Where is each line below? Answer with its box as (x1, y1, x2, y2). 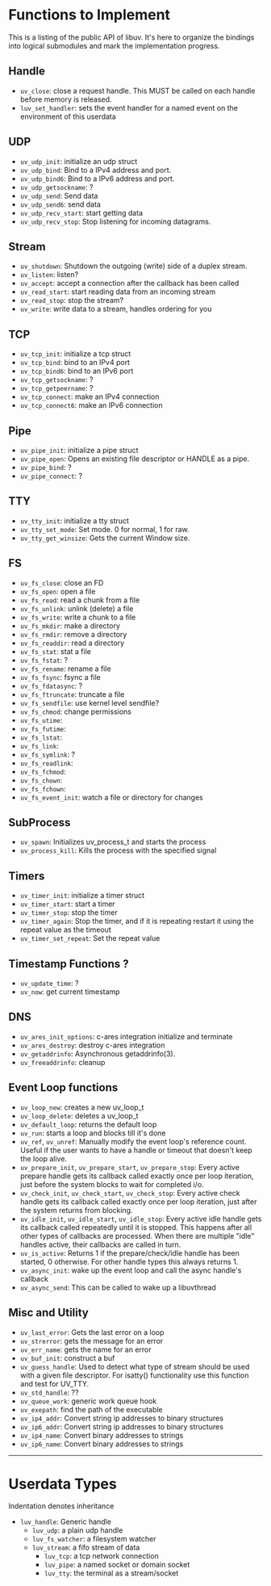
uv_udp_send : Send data (19, 191, 98, 200)
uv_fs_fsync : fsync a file (19, 672, 101, 682)
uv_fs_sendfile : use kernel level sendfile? (19, 698, 160, 707)
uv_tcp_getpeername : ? (19, 384, 94, 393)
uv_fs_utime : (19, 715, 63, 724)
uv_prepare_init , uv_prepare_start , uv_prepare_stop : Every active (19, 1162, 240, 1172)
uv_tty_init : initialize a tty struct (19, 515, 129, 526)
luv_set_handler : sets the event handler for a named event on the (19, 103, 238, 112)
